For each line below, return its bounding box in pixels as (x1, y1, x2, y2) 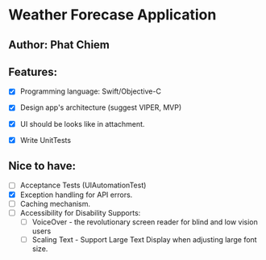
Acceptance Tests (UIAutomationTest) (19, 180, 147, 191)
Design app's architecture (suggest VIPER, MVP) (19, 103, 182, 112)
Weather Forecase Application (8, 6, 217, 24)
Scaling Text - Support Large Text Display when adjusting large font (31, 234, 257, 244)
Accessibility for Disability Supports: (19, 208, 141, 217)
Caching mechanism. (19, 199, 91, 208)
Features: (8, 65, 58, 78)
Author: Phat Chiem (8, 38, 110, 52)
